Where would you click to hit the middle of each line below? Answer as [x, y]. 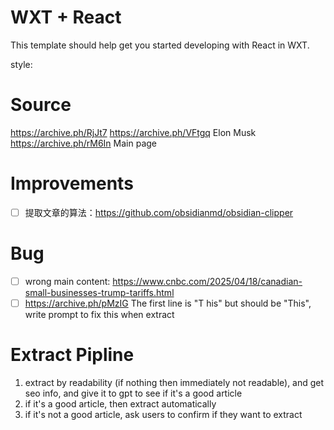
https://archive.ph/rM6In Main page [83, 143]
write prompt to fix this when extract [99, 314]
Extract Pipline [72, 355]
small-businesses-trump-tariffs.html [99, 292]
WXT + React [66, 17]
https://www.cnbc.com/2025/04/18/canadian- [207, 281]
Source [41, 105]
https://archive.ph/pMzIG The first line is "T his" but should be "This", [168, 303]
